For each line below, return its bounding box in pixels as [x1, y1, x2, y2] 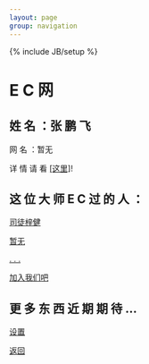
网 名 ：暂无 [9, 144, 54, 155]
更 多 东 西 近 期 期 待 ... [9, 301, 137, 316]
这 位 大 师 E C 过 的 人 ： [9, 191, 145, 207]
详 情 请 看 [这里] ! [9, 163, 73, 174]
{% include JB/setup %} [9, 46, 98, 56]
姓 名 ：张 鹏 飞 [9, 118, 91, 134]
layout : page [9, 13, 58, 22]
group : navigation [9, 21, 78, 30]
